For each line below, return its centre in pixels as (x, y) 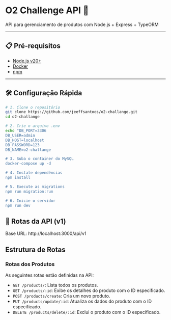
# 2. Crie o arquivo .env (33, 126)
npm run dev (18, 205)
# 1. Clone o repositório (33, 107)
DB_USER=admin (20, 135)
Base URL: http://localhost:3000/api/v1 (46, 233)
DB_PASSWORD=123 (22, 145)
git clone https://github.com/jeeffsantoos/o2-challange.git (72, 112)
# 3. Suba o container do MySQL (39, 159)
